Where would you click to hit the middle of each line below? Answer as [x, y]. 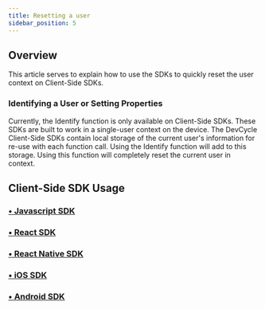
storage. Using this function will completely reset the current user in [119, 154]
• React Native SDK [46, 253]
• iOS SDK [28, 275]
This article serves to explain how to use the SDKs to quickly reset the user [131, 74]
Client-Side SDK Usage [66, 188]
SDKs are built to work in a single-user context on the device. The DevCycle [133, 129]
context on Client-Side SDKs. [56, 83]
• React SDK [32, 232]
